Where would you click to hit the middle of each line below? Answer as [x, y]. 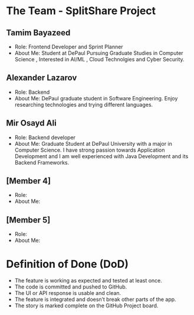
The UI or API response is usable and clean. [68, 293]
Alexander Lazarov [42, 78]
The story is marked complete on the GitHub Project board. [86, 306]
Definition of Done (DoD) [67, 264]
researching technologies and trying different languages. [84, 104]
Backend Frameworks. [42, 162]
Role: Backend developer [45, 137]
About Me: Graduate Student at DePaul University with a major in [93, 143]
